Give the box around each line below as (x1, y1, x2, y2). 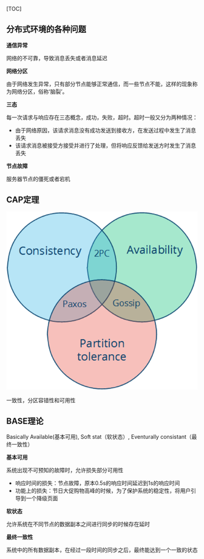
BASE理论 (6, 416, 44, 427)
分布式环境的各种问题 (6, 24, 86, 35)
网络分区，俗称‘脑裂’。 (11, 87, 68, 95)
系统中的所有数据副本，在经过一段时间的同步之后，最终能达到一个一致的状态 (6, 546, 198, 554)
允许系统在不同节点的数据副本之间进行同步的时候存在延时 (6, 521, 150, 528)
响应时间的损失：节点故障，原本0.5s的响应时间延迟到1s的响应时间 (15, 479, 180, 487)
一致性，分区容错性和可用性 (6, 396, 76, 403)
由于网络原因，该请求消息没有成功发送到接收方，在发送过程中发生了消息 (15, 126, 196, 134)
